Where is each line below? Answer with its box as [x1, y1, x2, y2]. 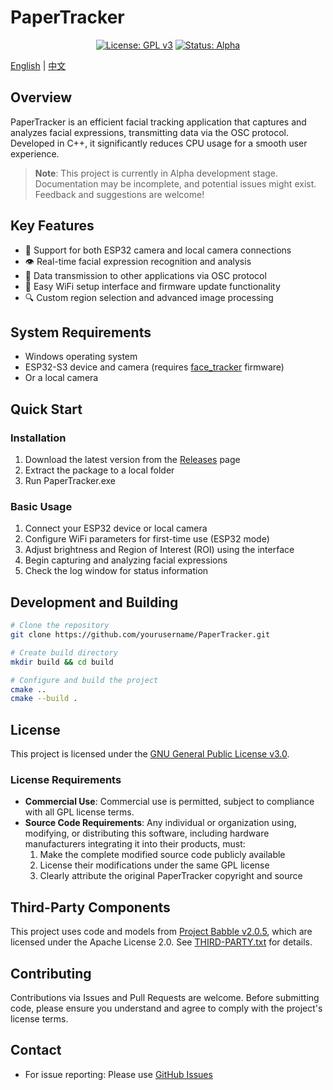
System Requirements [10, 324, 152, 341]
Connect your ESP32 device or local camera [24, 522, 208, 535]
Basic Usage [10, 499, 73, 513]
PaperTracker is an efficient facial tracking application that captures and [10, 116, 307, 128]
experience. [10, 147, 60, 160]
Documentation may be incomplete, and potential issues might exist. [34, 177, 317, 190]
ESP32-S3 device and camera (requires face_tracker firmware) [24, 361, 285, 373]
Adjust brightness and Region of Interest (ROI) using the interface [24, 544, 295, 556]
